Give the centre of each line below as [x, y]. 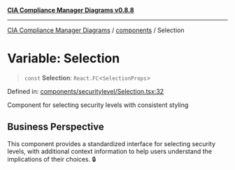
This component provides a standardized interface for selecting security [111, 143]
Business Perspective [56, 127]
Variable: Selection [64, 58]
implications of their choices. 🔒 [52, 159]
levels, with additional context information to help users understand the [109, 151]
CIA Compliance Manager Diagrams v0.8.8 [71, 10]
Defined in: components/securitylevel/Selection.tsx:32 [86, 91]
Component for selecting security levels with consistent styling [98, 105]
